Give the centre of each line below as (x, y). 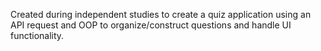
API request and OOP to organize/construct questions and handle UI (151, 25)
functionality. (37, 35)
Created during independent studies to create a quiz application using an (161, 14)
